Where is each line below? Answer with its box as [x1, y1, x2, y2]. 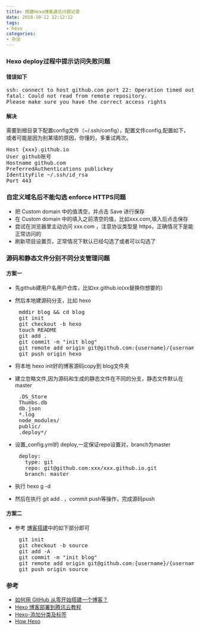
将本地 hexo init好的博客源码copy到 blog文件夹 [14, 362, 130, 369]
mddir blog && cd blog [18, 308, 85, 316]
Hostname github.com [6, 160, 67, 167]
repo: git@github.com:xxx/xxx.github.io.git [24, 464, 157, 471]
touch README [18, 326, 57, 333]
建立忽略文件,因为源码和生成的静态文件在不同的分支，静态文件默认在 [14, 375, 183, 382]
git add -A [18, 548, 51, 554]
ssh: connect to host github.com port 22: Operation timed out [6, 87, 195, 93]
